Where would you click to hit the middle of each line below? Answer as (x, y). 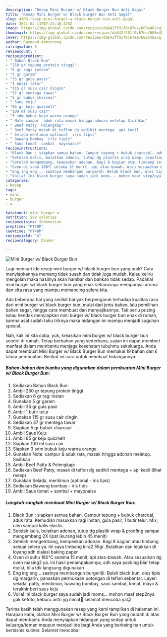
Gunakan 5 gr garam (34, 401)
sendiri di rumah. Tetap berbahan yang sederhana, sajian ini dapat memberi (83, 340)
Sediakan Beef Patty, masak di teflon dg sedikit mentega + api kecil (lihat (87, 470)
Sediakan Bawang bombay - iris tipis (50, 486)
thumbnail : (17, 33)
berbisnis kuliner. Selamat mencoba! (43, 630)
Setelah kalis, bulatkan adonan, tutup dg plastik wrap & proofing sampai (86, 531)
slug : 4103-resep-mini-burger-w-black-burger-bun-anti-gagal (70, 19)
